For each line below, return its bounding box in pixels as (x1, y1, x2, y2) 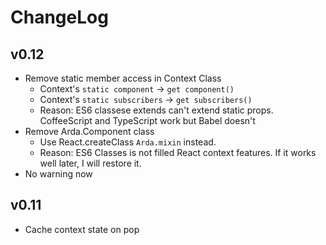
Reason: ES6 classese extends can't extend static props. (39, 104, 274, 116)
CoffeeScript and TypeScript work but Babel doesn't (39, 115, 256, 126)
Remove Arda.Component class (24, 126, 155, 137)
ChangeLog (10, 6, 109, 29)
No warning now (24, 168, 93, 180)
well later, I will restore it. (39, 157, 142, 169)
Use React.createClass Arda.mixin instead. (39, 136, 217, 148)
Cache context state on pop (24, 223, 140, 235)
